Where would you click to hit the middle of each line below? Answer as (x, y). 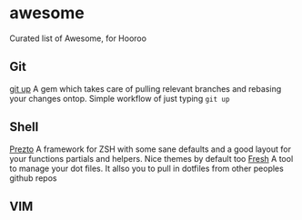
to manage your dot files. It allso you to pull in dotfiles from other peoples (146, 168)
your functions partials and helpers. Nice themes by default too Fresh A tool (151, 158)
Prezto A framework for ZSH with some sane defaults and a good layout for (150, 149)
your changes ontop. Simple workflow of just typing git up (120, 98)
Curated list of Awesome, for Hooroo (78, 38)
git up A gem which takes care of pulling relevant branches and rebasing (146, 88)
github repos (33, 178)
